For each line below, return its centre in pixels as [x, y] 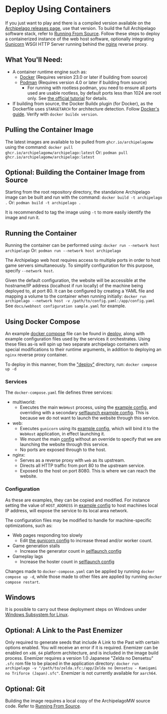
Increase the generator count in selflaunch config [71, 551]
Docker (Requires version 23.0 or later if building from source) [84, 77]
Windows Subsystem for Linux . [37, 615]
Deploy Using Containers [58, 9]
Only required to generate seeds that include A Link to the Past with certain [82, 642]
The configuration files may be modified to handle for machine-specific [79, 520]
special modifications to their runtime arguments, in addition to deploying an [83, 349]
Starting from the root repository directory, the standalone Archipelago [78, 192]
